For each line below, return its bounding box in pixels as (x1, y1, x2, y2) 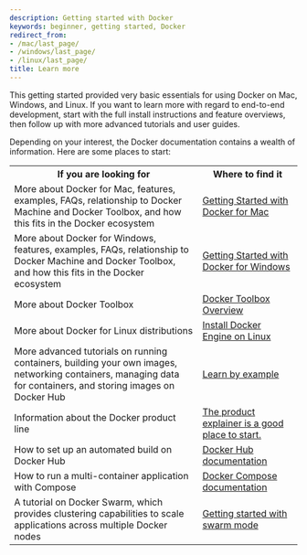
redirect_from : (9, 30, 68, 39)
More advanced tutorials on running (14, 345, 168, 358)
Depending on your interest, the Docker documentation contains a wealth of (9, 136, 296, 147)
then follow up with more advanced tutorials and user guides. (9, 118, 240, 129)
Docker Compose (202, 469, 278, 482)
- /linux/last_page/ (9, 56, 89, 65)
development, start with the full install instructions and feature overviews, (9, 109, 286, 120)
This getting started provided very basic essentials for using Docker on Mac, (9, 89, 298, 101)
